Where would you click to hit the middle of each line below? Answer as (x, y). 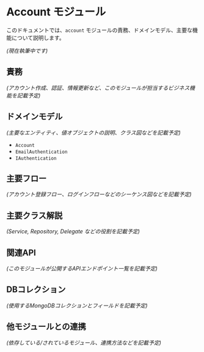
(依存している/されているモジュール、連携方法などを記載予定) (84, 342)
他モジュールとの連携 (46, 327)
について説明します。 (38, 37)
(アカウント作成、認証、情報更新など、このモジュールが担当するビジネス (98, 88)
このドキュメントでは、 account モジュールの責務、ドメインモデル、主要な (100, 30)
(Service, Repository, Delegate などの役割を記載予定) (73, 231)
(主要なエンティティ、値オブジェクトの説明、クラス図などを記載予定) (94, 132)
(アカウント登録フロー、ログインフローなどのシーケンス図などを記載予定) (99, 194)
